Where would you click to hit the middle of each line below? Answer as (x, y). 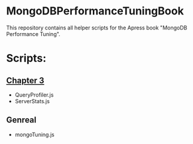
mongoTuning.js (35, 134)
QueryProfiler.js (34, 95)
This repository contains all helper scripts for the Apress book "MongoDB (97, 28)
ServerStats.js (32, 101)
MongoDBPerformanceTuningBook (95, 11)
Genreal (21, 120)
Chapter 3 (25, 80)
